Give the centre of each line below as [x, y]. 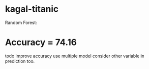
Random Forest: [21, 23]
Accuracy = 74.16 [41, 42]
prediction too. [20, 61]
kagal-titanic [32, 9]
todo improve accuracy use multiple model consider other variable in [75, 56]
